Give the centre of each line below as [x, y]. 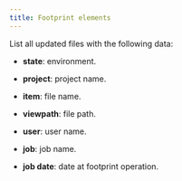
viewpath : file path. [59, 113]
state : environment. [59, 61]
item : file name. [52, 96]
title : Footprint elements [60, 18]
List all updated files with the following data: [91, 43]
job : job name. [49, 148]
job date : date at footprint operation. [91, 166]
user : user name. [55, 131]
